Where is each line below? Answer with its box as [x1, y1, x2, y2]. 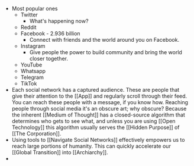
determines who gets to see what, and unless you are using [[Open [11, 118, 176, 124]
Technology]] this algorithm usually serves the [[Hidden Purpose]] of [11, 124, 180, 131]
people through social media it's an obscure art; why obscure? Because [11, 105, 187, 112]
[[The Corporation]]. [11, 130, 62, 137]
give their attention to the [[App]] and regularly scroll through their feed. [11, 92, 187, 99]
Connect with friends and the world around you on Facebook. [29, 36, 179, 43]
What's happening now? [29, 18, 89, 24]
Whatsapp [20, 68, 46, 74]
